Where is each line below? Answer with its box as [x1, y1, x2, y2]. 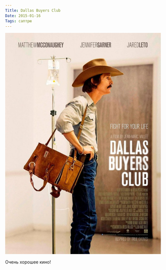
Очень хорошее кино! [5, 259, 51, 265]
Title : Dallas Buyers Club [5, 8, 61, 13]
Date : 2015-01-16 [5, 13, 41, 18]
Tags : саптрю [5, 18, 32, 23]
